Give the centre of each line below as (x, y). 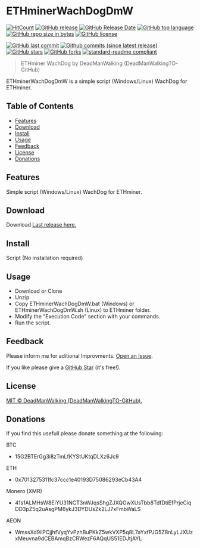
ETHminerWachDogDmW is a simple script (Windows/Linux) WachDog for (97, 81)
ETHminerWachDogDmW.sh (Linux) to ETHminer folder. (83, 310)
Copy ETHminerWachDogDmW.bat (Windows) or (75, 304)
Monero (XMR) (24, 491)
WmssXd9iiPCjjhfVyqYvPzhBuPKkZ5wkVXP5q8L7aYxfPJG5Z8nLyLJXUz (104, 532)
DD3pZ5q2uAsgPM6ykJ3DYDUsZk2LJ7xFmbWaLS (78, 509)
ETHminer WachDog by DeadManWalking (72, 63)
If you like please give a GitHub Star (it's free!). (63, 367)
